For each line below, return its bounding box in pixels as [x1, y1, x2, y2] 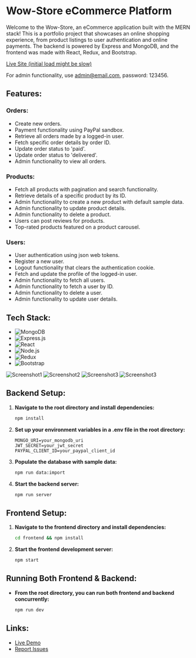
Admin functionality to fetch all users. [14, 276, 106, 284]
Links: [6, 623, 29, 633]
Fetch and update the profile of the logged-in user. [14, 271, 138, 278]
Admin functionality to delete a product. [14, 211, 111, 218]
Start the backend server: [14, 480, 79, 487]
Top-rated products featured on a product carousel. [14, 223, 140, 230]
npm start [14, 557, 39, 563]
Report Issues [14, 645, 49, 652]
